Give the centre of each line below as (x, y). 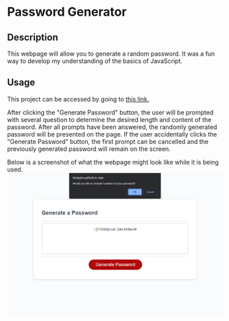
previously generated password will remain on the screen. (89, 149)
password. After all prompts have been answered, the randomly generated (112, 127)
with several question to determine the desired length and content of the (109, 119)
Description (33, 37)
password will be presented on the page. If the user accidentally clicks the (112, 134)
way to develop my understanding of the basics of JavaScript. (95, 61)
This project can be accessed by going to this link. (78, 99)
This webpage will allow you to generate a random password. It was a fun (111, 53)
